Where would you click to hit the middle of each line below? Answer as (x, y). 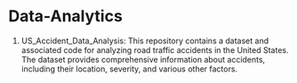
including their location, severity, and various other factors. (129, 69)
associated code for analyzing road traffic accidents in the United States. (155, 49)
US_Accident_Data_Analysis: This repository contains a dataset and (144, 41)
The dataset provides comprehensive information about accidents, (143, 59)
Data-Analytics (66, 16)
